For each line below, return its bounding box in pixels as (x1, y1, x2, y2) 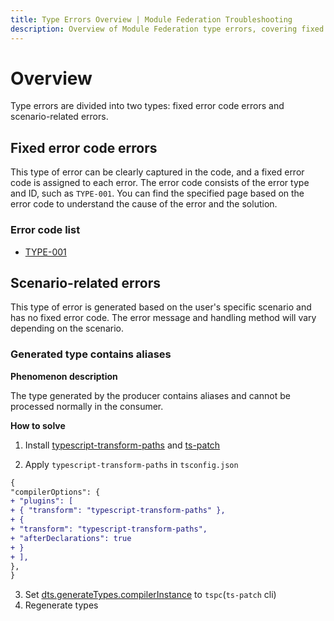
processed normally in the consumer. (10, 400, 164, 412)
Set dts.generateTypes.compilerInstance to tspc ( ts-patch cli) (24, 589, 277, 601)
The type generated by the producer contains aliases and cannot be (10, 389, 291, 401)
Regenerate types (24, 599, 99, 611)
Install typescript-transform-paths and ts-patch (24, 439, 221, 451)
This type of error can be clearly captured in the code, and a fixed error (10, 166, 305, 178)
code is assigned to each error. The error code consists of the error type (10, 177, 310, 189)
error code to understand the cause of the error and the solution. (10, 198, 278, 210)
